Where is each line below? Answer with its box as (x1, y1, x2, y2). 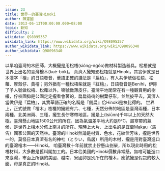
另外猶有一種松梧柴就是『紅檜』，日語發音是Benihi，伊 (43, 81, 153, 86)
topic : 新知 (5, 26, 28, 30)
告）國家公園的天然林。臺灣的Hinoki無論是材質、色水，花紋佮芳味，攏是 (5, 130, 151, 136)
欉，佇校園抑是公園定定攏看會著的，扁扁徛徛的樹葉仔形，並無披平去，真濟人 (5, 93, 160, 99)
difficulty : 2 (5, 30, 34, 35)
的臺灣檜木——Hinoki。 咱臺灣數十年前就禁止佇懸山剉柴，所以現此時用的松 (5, 142, 157, 148)
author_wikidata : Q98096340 (5, 48, 63, 53)
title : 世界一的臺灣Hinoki (5, 12, 56, 17)
